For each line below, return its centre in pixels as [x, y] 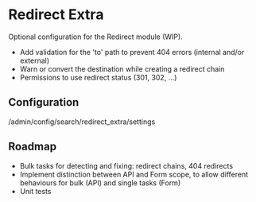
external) [35, 60]
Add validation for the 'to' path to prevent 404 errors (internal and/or [132, 52]
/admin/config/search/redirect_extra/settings [82, 122]
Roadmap [33, 147]
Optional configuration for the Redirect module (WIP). [95, 37]
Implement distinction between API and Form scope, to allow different [134, 174]
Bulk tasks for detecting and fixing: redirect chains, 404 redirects [126, 165]
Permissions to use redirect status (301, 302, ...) [98, 77]
